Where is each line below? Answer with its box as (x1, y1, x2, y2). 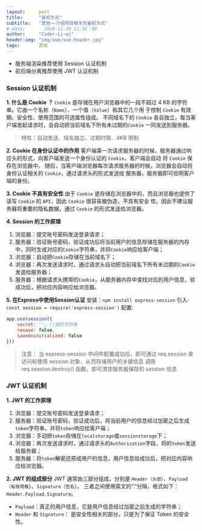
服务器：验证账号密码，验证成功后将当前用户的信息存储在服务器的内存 (14, 238, 190, 246)
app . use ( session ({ (6, 316, 52, 322)
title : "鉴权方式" (6, 14, 62, 21)
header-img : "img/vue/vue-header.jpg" (6, 37, 104, 43)
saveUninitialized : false (17, 332, 83, 339)
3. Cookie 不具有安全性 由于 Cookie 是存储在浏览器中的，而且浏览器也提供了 (6, 190, 195, 197)
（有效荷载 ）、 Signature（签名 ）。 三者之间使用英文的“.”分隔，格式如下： (6, 482, 179, 489)
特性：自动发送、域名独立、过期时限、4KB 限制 (21, 134, 139, 142)
